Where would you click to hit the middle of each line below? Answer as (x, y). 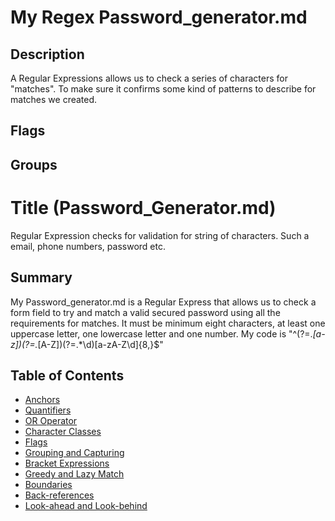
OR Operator (51, 421)
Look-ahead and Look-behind (86, 506)
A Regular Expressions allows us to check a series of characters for (149, 78)
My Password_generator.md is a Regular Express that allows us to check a (163, 302)
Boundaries (48, 485)
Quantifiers (48, 410)
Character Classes (63, 432)
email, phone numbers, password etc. (88, 246)
